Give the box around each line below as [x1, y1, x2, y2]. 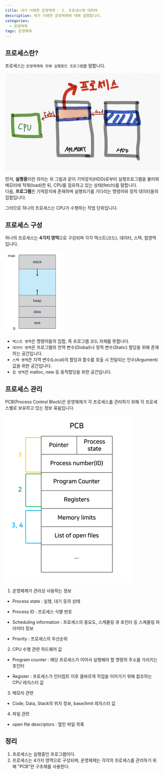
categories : [5, 18, 29, 23]
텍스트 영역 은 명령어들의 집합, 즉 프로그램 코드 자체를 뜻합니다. [12, 338, 130, 344]
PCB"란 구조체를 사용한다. [19, 763, 70, 769]
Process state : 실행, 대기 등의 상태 [12, 598, 81, 604]
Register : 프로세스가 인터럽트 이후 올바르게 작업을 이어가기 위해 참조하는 [12, 674, 152, 679]
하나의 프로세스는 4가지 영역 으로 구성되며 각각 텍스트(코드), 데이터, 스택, [5, 235, 143, 241]
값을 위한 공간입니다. [12, 363, 52, 369]
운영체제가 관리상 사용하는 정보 [12, 588, 72, 594]
